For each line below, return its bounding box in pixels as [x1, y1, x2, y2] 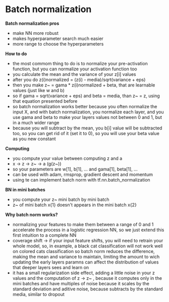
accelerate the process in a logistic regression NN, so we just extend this [12, 227, 164, 233]
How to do [5, 51, 27, 57]
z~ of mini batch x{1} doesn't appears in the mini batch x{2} [12, 201, 137, 208]
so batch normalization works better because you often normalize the [12, 103, 157, 109]
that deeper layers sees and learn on [12, 264, 89, 270]
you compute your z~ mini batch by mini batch [12, 196, 109, 202]
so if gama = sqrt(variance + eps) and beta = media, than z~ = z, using [12, 93, 160, 99]
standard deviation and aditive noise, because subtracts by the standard [12, 286, 163, 292]
